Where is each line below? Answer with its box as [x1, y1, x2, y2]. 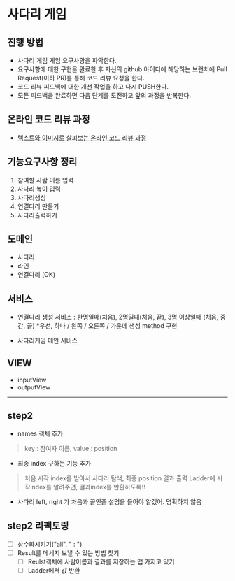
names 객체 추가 [17, 429, 64, 438]
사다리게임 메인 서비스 [17, 336, 78, 345]
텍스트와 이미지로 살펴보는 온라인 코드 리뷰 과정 [17, 134, 147, 142]
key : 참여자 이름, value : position [24, 444, 117, 452]
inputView [17, 375, 47, 385]
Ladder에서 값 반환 [27, 566, 80, 574]
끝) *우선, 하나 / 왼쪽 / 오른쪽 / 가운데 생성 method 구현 [27, 322, 178, 330]
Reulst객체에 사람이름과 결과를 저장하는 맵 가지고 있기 [27, 557, 175, 566]
